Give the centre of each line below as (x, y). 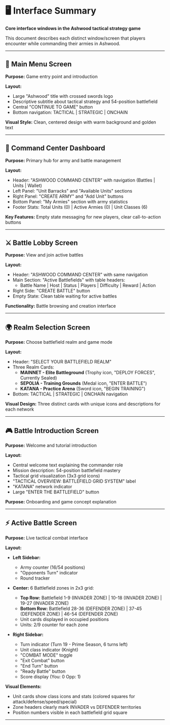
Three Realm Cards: (33, 367)
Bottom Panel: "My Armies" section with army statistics (70, 201)
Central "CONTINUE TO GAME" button (53, 107)
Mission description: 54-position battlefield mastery (67, 470)
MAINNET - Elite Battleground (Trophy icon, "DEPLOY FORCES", (88, 373)
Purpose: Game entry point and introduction (51, 76)
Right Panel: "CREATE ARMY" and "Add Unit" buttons (68, 196)
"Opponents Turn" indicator (49, 572)
